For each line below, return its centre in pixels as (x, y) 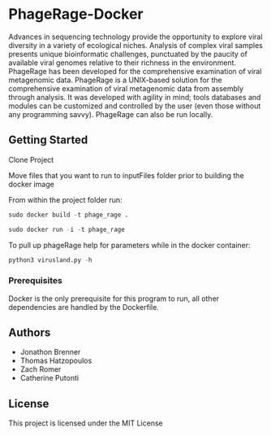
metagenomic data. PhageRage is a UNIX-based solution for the (115, 80)
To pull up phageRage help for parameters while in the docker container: (129, 245)
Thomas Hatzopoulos (56, 361)
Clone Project (31, 159)
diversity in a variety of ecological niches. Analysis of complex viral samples (136, 45)
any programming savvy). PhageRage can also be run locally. (111, 114)
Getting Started (48, 140)
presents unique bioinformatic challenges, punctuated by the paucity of (128, 54)
